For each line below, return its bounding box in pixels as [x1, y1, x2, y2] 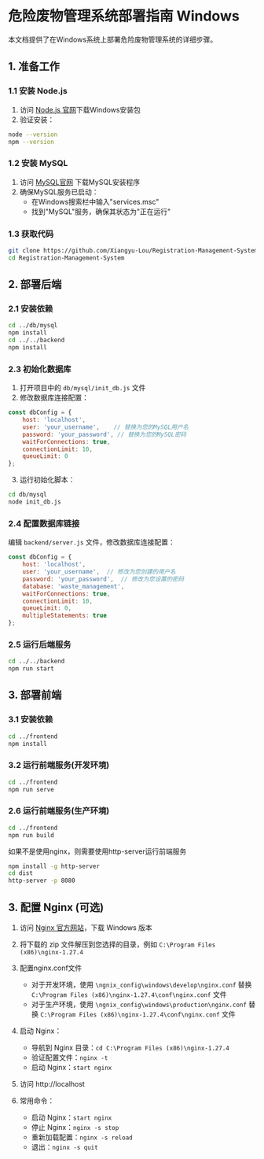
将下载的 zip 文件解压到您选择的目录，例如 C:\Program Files [19, 939, 216, 949]
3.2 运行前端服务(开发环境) [8, 760, 110, 771]
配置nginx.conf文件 [19, 963, 82, 973]
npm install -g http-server [8, 862, 101, 870]
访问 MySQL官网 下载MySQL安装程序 [19, 177, 141, 186]
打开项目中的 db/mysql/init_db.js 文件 [19, 383, 146, 393]
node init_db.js [8, 498, 61, 506]
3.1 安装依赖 [8, 714, 53, 725]
